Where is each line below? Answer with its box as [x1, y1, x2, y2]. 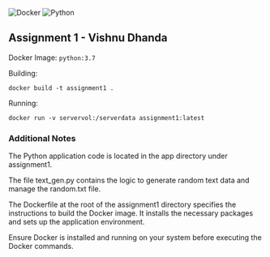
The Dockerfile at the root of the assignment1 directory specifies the [8, 199, 237, 210]
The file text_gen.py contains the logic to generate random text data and [8, 175, 250, 186]
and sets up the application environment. [8, 217, 145, 227]
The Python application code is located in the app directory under [8, 151, 229, 161]
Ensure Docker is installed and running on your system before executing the [8, 233, 262, 242]
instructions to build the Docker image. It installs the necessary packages [8, 208, 254, 218]
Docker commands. [8, 242, 75, 251]
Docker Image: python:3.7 [8, 53, 96, 62]
